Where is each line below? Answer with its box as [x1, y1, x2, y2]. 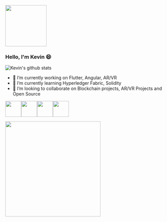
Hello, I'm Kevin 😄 [5, 53, 52, 60]
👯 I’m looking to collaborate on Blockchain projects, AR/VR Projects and [12, 85, 162, 91]
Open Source [12, 91, 41, 97]
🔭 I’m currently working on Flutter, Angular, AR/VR [12, 75, 117, 81]
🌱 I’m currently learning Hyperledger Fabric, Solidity [12, 80, 122, 86]
